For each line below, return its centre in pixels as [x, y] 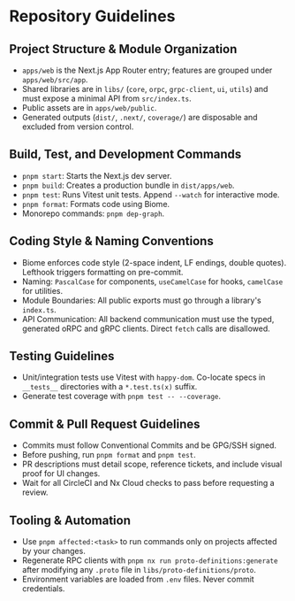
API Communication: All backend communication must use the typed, [148, 319]
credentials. [43, 589]
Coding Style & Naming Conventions [111, 241]
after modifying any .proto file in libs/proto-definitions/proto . [139, 570]
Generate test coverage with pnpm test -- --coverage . [121, 397]
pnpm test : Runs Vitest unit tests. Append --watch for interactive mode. [151, 194]
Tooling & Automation [70, 520]
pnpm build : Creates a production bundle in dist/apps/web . [128, 185]
